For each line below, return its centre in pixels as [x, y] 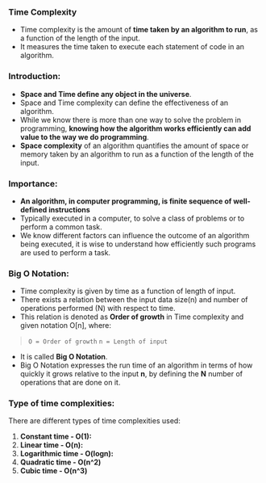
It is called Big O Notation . [64, 357]
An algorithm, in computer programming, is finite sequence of [126, 201]
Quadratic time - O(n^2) [60, 462]
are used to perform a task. [65, 252]
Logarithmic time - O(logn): [67, 454]
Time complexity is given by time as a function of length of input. [128, 291]
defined [33, 209]
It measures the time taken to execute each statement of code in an [132, 47]
